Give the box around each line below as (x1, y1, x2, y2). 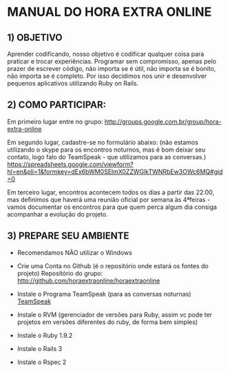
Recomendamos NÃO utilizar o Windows (17, 248, 132, 256)
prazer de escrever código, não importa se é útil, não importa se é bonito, (7, 65, 216, 72)
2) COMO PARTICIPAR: (7, 99, 107, 111)
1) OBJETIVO (7, 32, 63, 43)
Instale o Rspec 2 (17, 358, 67, 366)
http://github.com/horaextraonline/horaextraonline (17, 276, 160, 285)
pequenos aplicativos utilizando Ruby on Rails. (7, 79, 139, 87)
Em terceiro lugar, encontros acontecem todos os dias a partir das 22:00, (7, 188, 215, 196)
